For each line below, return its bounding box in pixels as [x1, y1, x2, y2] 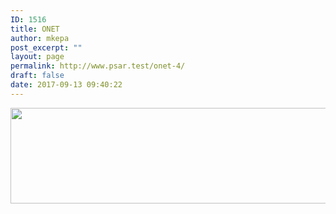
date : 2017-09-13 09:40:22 [10, 80, 123, 90]
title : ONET [10, 24, 60, 34]
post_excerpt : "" [10, 42, 83, 53]
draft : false [10, 71, 65, 81]
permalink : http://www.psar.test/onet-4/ [10, 61, 186, 71]
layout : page [10, 52, 65, 62]
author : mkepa [10, 33, 70, 43]
